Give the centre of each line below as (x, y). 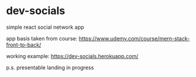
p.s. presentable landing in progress (50, 67)
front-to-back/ (24, 45)
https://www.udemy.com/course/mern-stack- (134, 38)
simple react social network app (45, 27)
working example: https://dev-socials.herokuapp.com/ (72, 56)
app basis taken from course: (42, 38)
